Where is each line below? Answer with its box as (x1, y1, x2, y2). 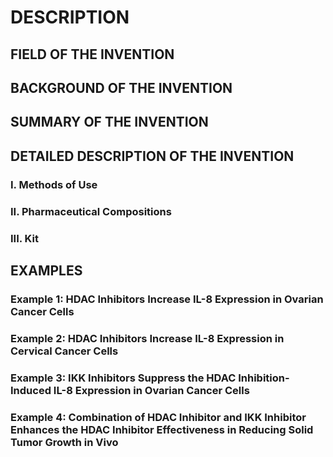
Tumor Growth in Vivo (10, 435, 119, 449)
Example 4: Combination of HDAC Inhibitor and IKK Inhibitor (10, 410, 307, 424)
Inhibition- (238, 371, 290, 385)
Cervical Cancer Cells (10, 344, 119, 358)
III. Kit (10, 231, 39, 245)
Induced (10, 383, 52, 397)
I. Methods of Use (10, 177, 98, 191)
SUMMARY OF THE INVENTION (10, 114, 209, 131)
